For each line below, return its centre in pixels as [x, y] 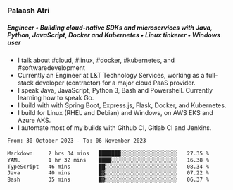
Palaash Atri [29, 11]
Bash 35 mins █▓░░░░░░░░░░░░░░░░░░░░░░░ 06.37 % [108, 180]
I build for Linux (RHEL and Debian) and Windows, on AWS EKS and [115, 112]
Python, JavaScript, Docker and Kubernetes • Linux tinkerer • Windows [114, 35]
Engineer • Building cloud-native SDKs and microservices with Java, [110, 28]
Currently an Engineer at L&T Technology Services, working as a [111, 75]
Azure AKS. [34, 120]
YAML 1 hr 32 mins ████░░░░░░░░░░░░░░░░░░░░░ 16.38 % [108, 160]
